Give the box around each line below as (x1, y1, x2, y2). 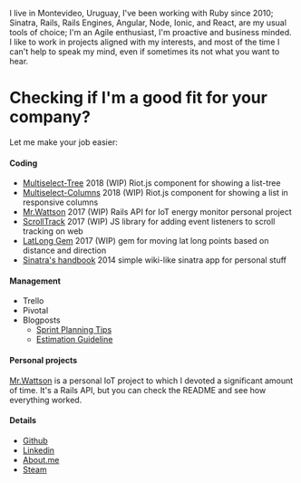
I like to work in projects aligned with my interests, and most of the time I (9, 36, 280, 47)
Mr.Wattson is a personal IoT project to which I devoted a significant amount (9, 375, 294, 386)
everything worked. (9, 394, 83, 405)
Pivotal (22, 305, 49, 316)
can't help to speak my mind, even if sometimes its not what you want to (9, 46, 280, 57)
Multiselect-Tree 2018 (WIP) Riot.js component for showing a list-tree (22, 178, 281, 188)
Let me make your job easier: (9, 136, 118, 148)
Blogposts (22, 314, 61, 325)
